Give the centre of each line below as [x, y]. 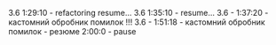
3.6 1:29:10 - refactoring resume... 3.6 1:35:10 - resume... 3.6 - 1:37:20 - [138, 13]
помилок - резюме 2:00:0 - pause [72, 31]
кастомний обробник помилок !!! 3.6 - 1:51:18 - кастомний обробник [137, 22]
